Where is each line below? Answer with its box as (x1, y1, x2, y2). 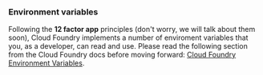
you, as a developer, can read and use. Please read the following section (8, 41, 249, 51)
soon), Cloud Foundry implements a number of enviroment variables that (8, 33, 249, 42)
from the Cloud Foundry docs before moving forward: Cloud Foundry (8, 50, 237, 60)
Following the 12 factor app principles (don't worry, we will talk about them (8, 25, 256, 34)
